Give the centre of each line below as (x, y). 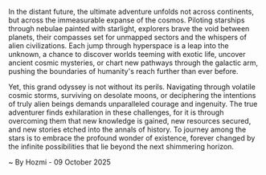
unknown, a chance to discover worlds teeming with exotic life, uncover (127, 54)
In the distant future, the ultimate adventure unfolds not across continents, (131, 12)
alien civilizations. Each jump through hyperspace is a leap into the (119, 46)
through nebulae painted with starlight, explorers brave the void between (129, 28)
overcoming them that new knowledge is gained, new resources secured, (130, 121)
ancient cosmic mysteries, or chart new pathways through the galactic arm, (133, 63)
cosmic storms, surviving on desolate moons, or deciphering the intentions (132, 95)
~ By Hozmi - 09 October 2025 (59, 162)
